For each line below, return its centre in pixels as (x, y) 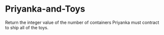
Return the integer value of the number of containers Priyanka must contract (82, 22)
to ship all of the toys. (27, 27)
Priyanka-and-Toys (45, 9)
